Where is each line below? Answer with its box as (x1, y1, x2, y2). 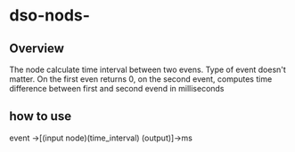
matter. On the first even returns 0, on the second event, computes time (9, 74, 273, 84)
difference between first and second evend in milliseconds (9, 84, 225, 93)
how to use (9, 108, 72, 124)
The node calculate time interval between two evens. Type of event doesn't (9, 64, 287, 75)
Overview (9, 41, 65, 56)
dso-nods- (9, 5, 91, 26)
